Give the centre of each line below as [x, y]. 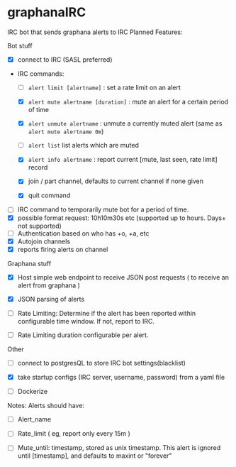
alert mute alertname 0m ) [66, 131]
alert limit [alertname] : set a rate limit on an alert [104, 87]
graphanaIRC [47, 12]
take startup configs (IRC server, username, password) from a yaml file [121, 378]
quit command [49, 195]
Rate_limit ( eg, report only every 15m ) [74, 434]
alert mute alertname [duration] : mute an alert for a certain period [128, 102]
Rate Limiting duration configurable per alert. [83, 335]
